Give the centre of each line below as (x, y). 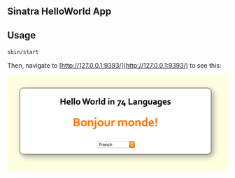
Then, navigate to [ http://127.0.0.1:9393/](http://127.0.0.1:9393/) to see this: (114, 66)
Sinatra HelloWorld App (59, 12)
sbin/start (23, 52)
